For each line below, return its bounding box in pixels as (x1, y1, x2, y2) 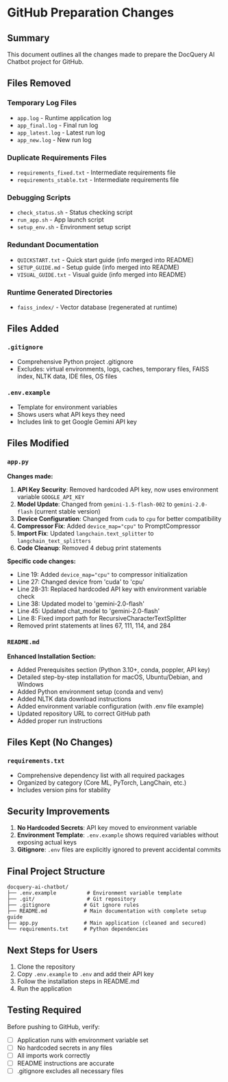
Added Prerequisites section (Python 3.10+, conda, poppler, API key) (16, 665, 210, 674)
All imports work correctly (16, 1051, 90, 1059)
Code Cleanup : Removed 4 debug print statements (16, 544, 162, 552)
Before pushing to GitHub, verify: (7, 1022, 101, 1031)
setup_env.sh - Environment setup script (16, 223, 131, 231)
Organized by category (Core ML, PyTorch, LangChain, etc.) (16, 778, 187, 787)
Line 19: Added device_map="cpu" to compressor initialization (16, 570, 188, 578)
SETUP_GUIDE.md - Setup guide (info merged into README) (16, 263, 180, 271)
